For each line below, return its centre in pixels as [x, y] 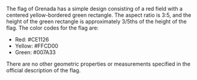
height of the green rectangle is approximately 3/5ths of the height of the [97, 21]
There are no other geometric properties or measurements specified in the [98, 64]
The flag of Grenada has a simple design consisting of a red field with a [95, 9]
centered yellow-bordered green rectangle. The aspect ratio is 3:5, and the [99, 15]
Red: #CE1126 [32, 39]
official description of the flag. [44, 70]
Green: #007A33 [35, 52]
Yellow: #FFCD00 [37, 46]
